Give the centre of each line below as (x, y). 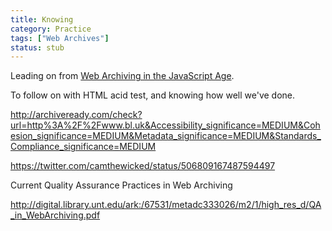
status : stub (37, 47)
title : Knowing (42, 19)
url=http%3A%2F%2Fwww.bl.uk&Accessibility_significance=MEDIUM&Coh (165, 125)
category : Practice (51, 29)
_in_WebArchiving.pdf (55, 215)
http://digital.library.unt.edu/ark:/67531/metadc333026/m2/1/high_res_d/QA (166, 205)
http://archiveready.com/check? (76, 115)
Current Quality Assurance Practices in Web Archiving (121, 185)
